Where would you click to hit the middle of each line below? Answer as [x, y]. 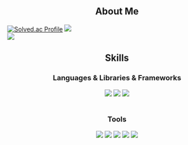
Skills [117, 58]
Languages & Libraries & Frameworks [117, 78]
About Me [117, 12]
